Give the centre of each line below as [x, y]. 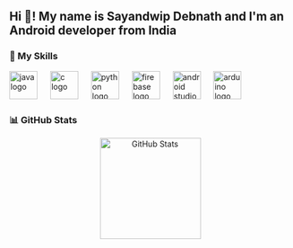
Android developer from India [93, 31]
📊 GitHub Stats [43, 120]
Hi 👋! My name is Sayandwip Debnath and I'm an [147, 17]
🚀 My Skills [34, 57]
